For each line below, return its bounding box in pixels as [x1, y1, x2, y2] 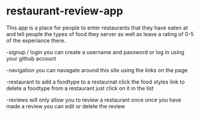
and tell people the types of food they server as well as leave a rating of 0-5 [6, 30, 194, 37]
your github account [6, 55, 56, 62]
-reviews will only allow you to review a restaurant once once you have [6, 96, 181, 103]
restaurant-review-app [6, 4, 123, 18]
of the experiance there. [6, 37, 66, 44]
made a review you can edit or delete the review [6, 102, 126, 109]
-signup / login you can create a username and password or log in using [6, 48, 185, 55]
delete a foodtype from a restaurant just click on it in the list [6, 84, 154, 91]
